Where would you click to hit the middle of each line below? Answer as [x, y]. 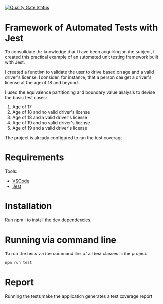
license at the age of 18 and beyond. [42, 82]
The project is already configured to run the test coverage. [65, 137]
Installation [29, 206]
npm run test [19, 262]
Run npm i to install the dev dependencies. [48, 220]
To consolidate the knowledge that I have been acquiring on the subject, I [80, 51]
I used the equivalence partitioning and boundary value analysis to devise [80, 92]
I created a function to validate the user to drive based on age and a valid [80, 72]
